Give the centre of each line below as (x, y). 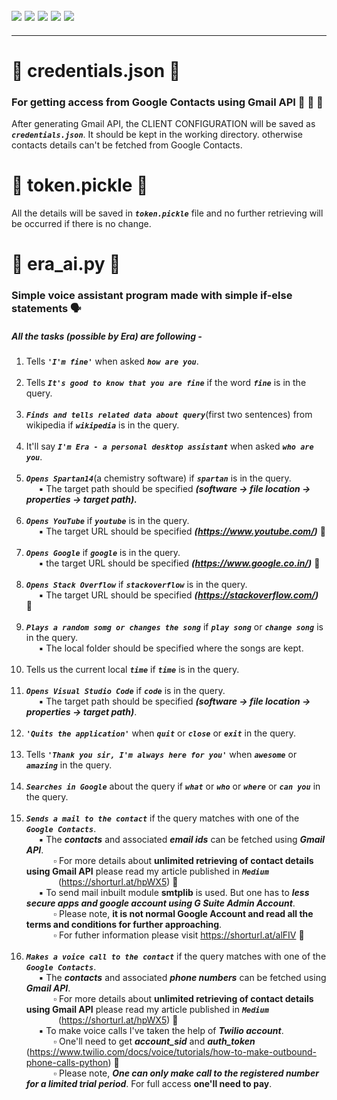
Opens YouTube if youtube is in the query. (107, 521)
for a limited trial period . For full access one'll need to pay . (149, 1084)
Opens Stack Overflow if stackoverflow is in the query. (136, 585)
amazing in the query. (69, 765)
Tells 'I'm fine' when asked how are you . (112, 361)
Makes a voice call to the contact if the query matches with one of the (176, 956)
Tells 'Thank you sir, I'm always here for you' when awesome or (161, 755)
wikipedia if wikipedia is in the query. (102, 425)
